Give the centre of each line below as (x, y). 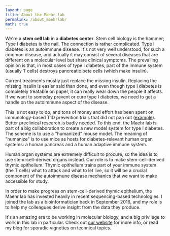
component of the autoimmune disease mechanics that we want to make (81, 176)
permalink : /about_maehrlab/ (36, 19)
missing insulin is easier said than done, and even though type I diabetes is (83, 86)
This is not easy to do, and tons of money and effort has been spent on (79, 112)
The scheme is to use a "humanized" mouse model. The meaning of (76, 134)
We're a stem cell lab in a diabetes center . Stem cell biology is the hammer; (85, 39)
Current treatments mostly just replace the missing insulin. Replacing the (81, 81)
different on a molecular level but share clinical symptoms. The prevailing (82, 60)
